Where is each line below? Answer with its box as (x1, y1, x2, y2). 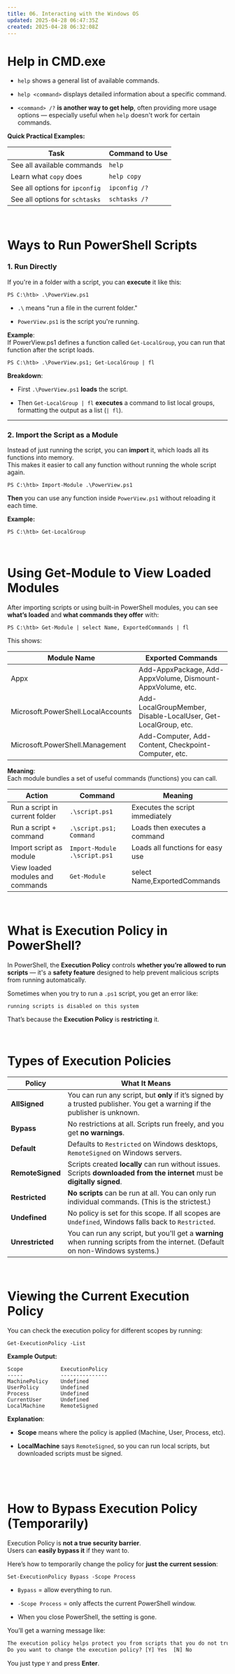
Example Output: (7, 1352, 57, 1361)
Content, (138, 740, 167, 750)
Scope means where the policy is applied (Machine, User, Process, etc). (17, 1428, 226, 1436)
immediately (131, 811, 172, 821)
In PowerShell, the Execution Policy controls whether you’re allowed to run (7, 960, 226, 969)
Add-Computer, (138, 732, 192, 742)
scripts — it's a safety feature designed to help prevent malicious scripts (7, 968, 219, 977)
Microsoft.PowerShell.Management (10, 740, 127, 750)
